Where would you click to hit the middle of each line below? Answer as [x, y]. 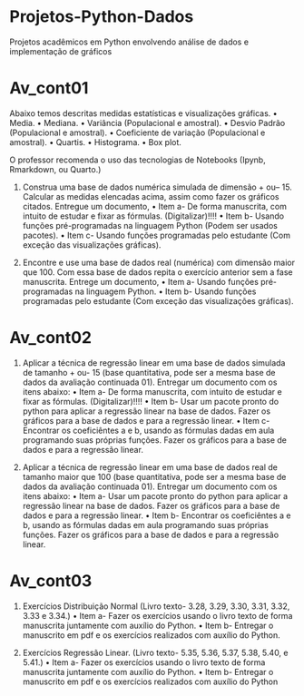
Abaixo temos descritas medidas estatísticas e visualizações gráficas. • [144, 113]
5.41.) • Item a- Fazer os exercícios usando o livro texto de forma [144, 662]
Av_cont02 [51, 338]
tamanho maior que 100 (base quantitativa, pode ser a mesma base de [154, 476]
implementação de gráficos [61, 51]
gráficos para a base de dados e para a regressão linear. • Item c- [146, 420]
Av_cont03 [51, 581]
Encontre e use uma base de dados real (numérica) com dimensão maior [158, 262]
